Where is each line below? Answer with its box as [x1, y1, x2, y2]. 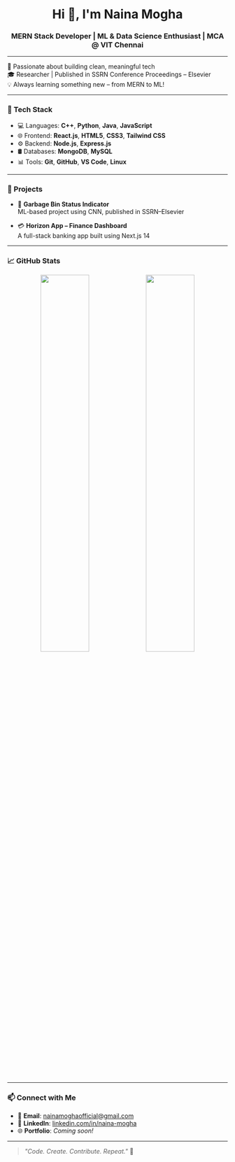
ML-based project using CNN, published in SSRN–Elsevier [17, 208, 185, 216]
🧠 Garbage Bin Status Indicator [17, 200, 110, 208]
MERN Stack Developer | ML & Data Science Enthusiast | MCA [10, 31, 225, 41]
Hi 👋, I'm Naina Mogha [52, 6, 183, 22]
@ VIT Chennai [91, 40, 144, 50]
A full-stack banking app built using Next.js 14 [17, 232, 150, 240]
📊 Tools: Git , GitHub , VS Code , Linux [17, 157, 127, 166]
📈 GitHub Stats [7, 256, 61, 265]
